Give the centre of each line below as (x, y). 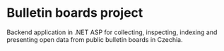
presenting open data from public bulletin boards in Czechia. (95, 39)
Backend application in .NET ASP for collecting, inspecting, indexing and (112, 32)
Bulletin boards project (75, 13)
